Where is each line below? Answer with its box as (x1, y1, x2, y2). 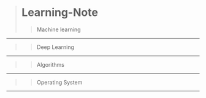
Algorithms (36, 61, 64, 68)
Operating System (36, 78, 83, 86)
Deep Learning (36, 43, 75, 51)
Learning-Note (21, 6, 98, 20)
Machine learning (36, 26, 81, 33)
